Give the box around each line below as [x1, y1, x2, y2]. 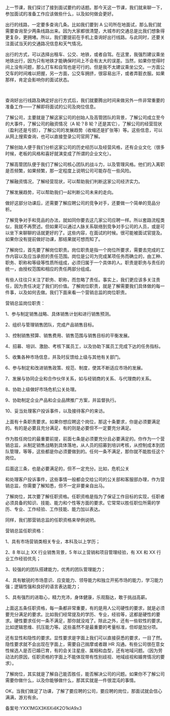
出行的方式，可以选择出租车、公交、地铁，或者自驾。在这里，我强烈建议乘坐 [5, 51, 165, 57]
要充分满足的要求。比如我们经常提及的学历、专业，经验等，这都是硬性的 [5, 612, 156, 617]
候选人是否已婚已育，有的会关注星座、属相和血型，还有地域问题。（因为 [9, 648, 158, 653]
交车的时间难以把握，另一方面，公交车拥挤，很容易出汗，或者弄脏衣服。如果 [5, 70, 165, 76]
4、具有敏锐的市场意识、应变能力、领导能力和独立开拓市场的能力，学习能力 [5, 577, 163, 583]
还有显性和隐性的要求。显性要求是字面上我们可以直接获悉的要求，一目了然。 [5, 635, 165, 640]
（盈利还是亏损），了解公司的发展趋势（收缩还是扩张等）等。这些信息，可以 [5, 127, 163, 133]
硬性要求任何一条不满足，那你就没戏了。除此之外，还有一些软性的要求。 [14, 618, 165, 624]
